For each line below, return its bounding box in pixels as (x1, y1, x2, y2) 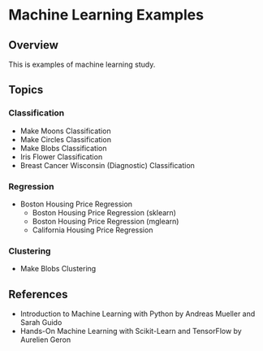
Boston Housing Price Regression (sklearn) (32, 207, 177, 217)
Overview (8, 38, 59, 52)
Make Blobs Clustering (19, 264, 97, 274)
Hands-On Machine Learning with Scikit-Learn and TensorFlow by (19, 327, 242, 336)
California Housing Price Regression (32, 225, 153, 235)
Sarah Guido (19, 318, 63, 327)
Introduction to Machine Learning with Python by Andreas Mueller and (19, 309, 256, 318)
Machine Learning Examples (8, 6, 205, 24)
